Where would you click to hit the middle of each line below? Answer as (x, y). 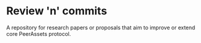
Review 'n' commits (57, 11)
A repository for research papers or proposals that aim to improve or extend (101, 27)
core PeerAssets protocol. (39, 33)
